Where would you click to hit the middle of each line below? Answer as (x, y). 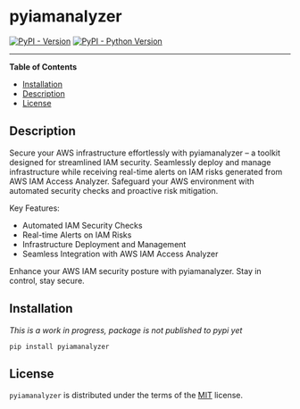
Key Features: (34, 208)
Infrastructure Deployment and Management (104, 244)
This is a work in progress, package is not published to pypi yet (126, 330)
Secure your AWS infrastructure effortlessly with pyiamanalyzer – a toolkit (145, 153)
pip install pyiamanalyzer (59, 346)
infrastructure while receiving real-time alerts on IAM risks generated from (146, 171)
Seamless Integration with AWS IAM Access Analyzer (120, 254)
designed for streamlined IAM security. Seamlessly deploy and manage (140, 162)
